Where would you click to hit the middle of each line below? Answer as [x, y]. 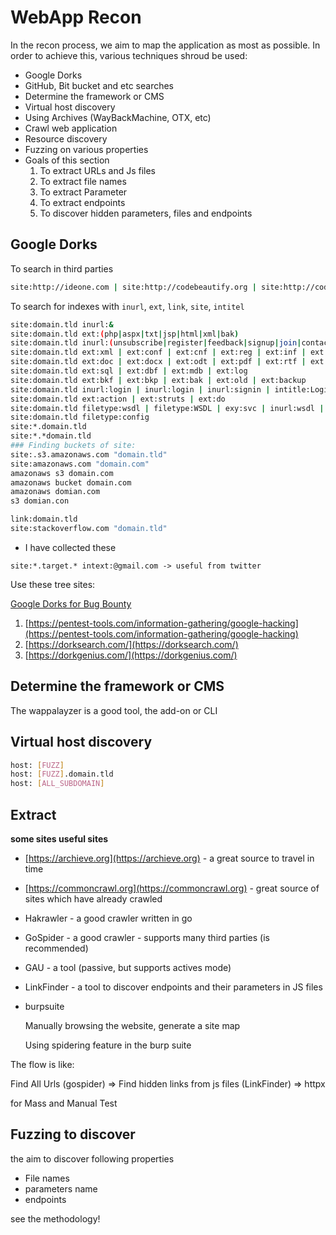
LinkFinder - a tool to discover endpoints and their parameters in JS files [173, 987]
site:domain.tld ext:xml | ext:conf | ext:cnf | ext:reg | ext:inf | [158, 352]
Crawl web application [71, 128]
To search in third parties [62, 268]
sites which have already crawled [93, 898]
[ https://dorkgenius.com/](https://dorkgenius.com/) [131, 655]
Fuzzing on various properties [86, 149]
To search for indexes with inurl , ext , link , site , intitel [127, 306]
